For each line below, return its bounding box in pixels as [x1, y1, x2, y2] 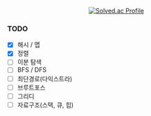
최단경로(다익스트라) [17, 74, 73, 83]
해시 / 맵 [17, 40, 40, 49]
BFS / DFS [17, 66, 47, 74]
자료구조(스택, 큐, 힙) [17, 101, 74, 109]
